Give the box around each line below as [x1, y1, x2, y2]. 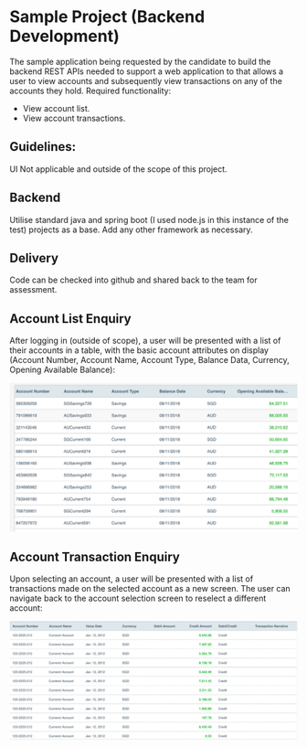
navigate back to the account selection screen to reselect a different [9, 592, 267, 604]
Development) [9, 26, 121, 47]
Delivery [9, 250, 59, 266]
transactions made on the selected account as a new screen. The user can [9, 583, 291, 594]
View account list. [22, 102, 90, 113]
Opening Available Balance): [9, 364, 116, 376]
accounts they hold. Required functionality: [9, 85, 172, 96]
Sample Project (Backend [9, 6, 206, 27]
